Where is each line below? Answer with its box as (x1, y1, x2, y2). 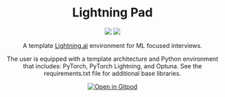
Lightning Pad (72, 5, 153, 20)
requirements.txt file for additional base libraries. (44, 69, 181, 77)
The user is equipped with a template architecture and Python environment (6, 55, 219, 63)
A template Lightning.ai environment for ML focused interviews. (23, 41, 202, 49)
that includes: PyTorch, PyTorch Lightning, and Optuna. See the (23, 61, 202, 70)
